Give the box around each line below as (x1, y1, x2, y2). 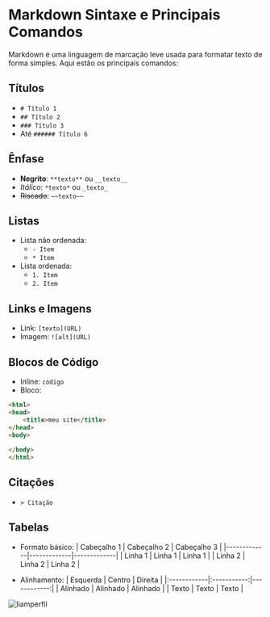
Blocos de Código (8, 355, 99, 369)
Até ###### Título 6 (19, 128, 89, 138)
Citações (8, 476, 55, 489)
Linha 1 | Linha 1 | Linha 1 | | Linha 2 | (124, 551, 246, 560)
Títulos (8, 82, 44, 95)
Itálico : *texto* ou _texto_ (19, 182, 109, 191)
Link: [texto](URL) (19, 323, 82, 333)
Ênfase (8, 152, 44, 166)
